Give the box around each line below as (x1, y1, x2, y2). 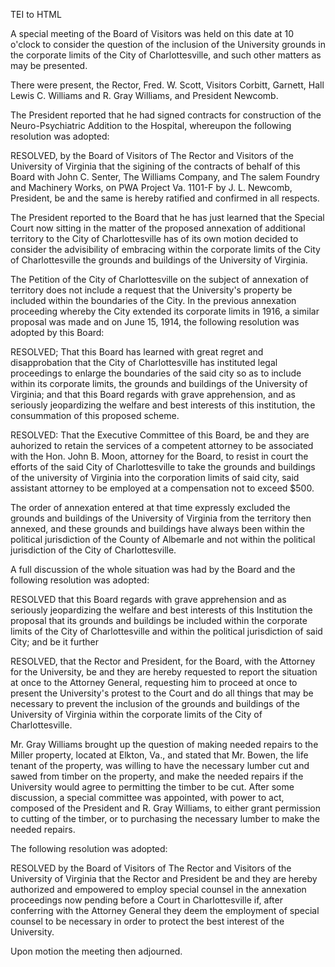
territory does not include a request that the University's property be (10, 284, 293, 296)
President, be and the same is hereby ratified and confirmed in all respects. (10, 192, 320, 204)
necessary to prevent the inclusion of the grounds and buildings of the (10, 698, 300, 709)
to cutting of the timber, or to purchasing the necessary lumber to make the (10, 813, 320, 824)
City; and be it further (10, 636, 99, 648)
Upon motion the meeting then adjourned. (10, 945, 183, 957)
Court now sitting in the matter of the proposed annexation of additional (10, 222, 306, 234)
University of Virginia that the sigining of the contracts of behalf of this (10, 160, 301, 172)
